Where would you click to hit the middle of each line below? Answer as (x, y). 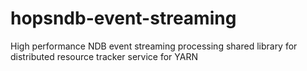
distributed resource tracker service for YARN (104, 56)
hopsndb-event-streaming (123, 18)
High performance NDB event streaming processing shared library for (154, 46)
